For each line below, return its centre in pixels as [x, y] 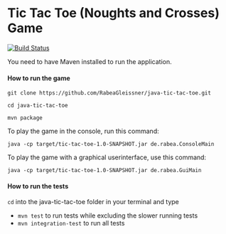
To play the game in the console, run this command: [83, 131]
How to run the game [39, 78]
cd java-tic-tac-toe [38, 106]
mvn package [25, 118]
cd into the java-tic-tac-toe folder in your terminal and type [93, 202]
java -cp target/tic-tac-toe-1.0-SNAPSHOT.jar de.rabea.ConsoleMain [111, 144]
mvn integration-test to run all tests [71, 223]
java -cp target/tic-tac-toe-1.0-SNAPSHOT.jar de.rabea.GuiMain [104, 171]
